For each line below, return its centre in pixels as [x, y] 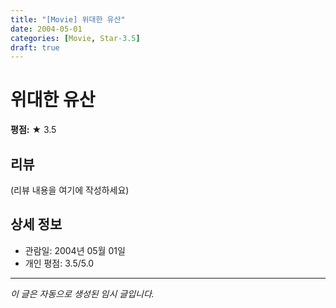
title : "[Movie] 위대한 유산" [68, 19]
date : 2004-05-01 [46, 29]
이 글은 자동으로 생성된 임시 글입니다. [82, 293]
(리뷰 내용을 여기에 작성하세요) [70, 190]
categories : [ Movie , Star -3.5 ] [75, 38]
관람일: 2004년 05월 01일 [75, 250]
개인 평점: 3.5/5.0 [59, 263]
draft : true [35, 47]
